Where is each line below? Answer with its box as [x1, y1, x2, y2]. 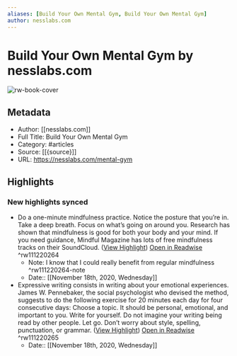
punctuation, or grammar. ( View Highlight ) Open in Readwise [17, 326, 195, 334]
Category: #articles [17, 140, 74, 149]
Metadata [7, 106, 51, 118]
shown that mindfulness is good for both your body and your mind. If [17, 228, 219, 236]
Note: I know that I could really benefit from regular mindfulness [28, 258, 214, 266]
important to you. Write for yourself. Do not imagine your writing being [17, 311, 223, 319]
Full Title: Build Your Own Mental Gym [17, 132, 129, 142]
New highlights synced [7, 197, 88, 207]
